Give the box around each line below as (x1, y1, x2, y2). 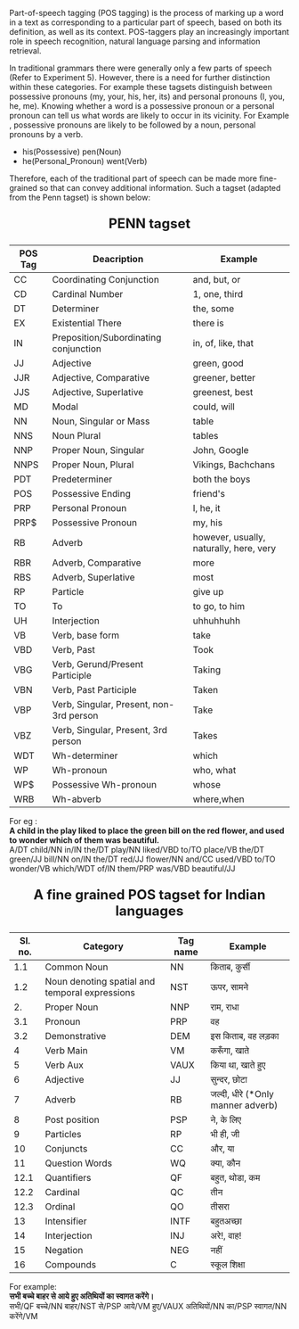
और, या (210, 1143, 235, 1154)
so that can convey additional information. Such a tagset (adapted (39, 183, 281, 193)
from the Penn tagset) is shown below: (9, 192, 151, 202)
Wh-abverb (52, 793, 102, 805)
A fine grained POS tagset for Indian (33, 887, 266, 904)
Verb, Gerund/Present (52, 658, 144, 670)
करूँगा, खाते (210, 1044, 250, 1056)
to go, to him (192, 600, 246, 612)
